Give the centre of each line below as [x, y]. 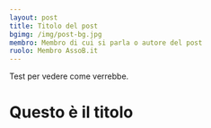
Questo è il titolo [71, 112]
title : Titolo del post [54, 26]
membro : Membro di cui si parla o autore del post [106, 43]
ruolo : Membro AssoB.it [54, 51]
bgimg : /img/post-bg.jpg [56, 34]
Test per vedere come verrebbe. [69, 76]
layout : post [34, 17]
